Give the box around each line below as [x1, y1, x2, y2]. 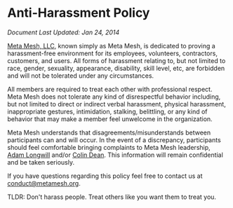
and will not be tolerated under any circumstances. [7, 71, 154, 80]
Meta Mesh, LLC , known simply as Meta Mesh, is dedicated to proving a [7, 41, 215, 50]
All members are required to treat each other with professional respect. [7, 85, 213, 93]
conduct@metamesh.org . [7, 179, 81, 187]
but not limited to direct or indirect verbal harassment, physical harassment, [7, 99, 226, 108]
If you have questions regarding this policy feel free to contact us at [7, 172, 203, 180]
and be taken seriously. [7, 158, 75, 166]
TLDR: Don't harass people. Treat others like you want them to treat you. [7, 193, 216, 201]
